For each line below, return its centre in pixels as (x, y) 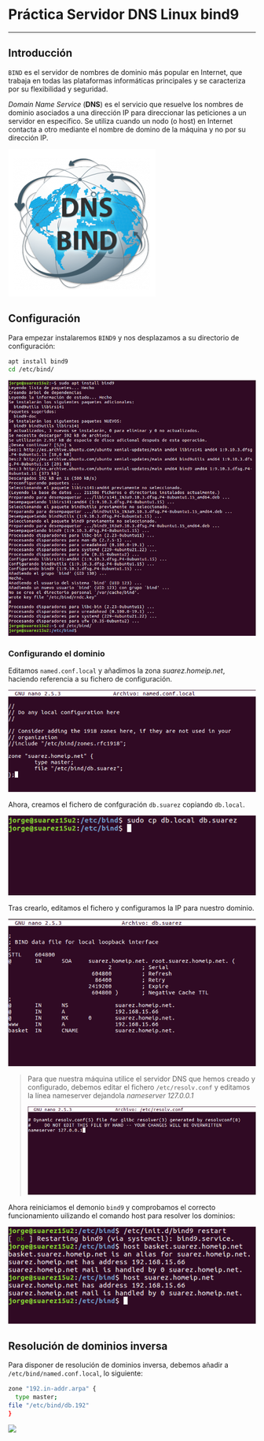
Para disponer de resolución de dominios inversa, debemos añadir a (119, 1365)
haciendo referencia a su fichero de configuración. (90, 679)
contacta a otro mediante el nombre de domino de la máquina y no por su (127, 129)
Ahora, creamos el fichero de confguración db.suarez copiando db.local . (126, 804)
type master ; (37, 1397)
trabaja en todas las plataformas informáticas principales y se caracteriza (127, 80)
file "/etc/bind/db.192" (49, 1406)
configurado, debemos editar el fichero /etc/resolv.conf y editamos (139, 1087)
